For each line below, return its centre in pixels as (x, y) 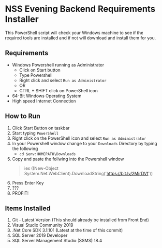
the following (25, 149)
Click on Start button (40, 70)
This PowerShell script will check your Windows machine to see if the (74, 33)
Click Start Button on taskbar (41, 128)
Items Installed (28, 208)
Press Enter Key (28, 182)
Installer (22, 19)
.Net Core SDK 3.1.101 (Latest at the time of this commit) (67, 230)
